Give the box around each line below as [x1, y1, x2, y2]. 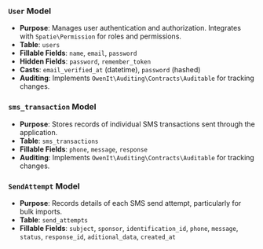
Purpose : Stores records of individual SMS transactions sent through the [19, 119, 255, 129]
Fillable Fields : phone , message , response [19, 144, 148, 154]
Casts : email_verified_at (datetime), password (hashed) [19, 65, 201, 75]
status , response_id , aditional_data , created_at [19, 232, 177, 241]
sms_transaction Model [8, 101, 97, 112]
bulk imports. [19, 207, 63, 216]
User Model [8, 5, 52, 16]
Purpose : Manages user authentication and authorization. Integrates [19, 24, 242, 33]
